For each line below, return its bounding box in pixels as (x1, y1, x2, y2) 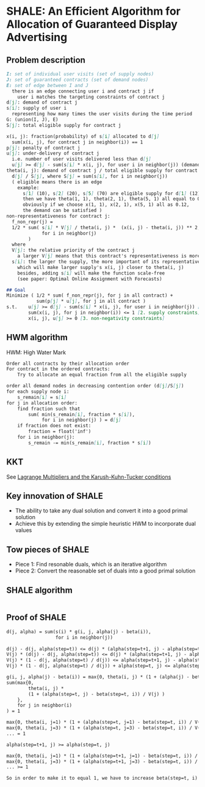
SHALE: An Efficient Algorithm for (6, 4, 181, 18)
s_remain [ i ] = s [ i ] (17, 394, 67, 400)
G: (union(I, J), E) (6, 116, 59, 123)
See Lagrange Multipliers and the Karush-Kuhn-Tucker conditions (6, 473, 171, 481)
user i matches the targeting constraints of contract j (17, 94, 165, 100)
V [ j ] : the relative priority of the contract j (12, 247, 135, 254)
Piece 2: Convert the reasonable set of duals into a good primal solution (15, 567, 196, 574)
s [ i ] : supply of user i (6, 105, 67, 112)
